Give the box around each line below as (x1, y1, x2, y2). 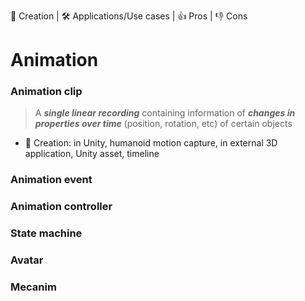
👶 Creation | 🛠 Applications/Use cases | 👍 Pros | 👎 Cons (10, 10, 248, 22)
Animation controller (10, 200, 113, 214)
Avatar (10, 253, 44, 267)
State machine (10, 226, 83, 240)
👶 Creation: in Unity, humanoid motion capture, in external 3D (24, 137, 278, 149)
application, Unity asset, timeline (24, 148, 160, 160)
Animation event (10, 173, 93, 187)
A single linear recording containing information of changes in (34, 107, 296, 119)
